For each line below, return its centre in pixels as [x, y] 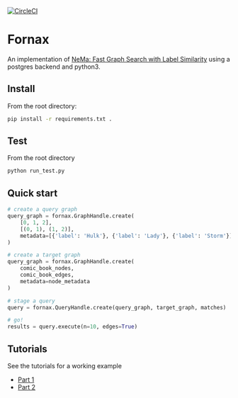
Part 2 [27, 387]
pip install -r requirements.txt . [60, 119]
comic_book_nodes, [47, 268]
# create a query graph [42, 210]
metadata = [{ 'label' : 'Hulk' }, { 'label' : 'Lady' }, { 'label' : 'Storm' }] [126, 236]
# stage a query [31, 301]
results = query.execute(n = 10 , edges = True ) [73, 327]
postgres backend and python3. [54, 67]
